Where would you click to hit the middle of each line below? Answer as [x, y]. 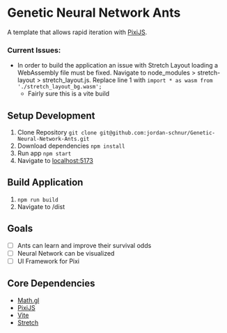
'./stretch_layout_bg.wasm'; [60, 87]
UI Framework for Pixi [48, 261]
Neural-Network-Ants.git [53, 139]
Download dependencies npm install [71, 146]
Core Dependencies [51, 284]
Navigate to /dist [41, 206]
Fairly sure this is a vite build [69, 94]
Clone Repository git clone [57, 132]
